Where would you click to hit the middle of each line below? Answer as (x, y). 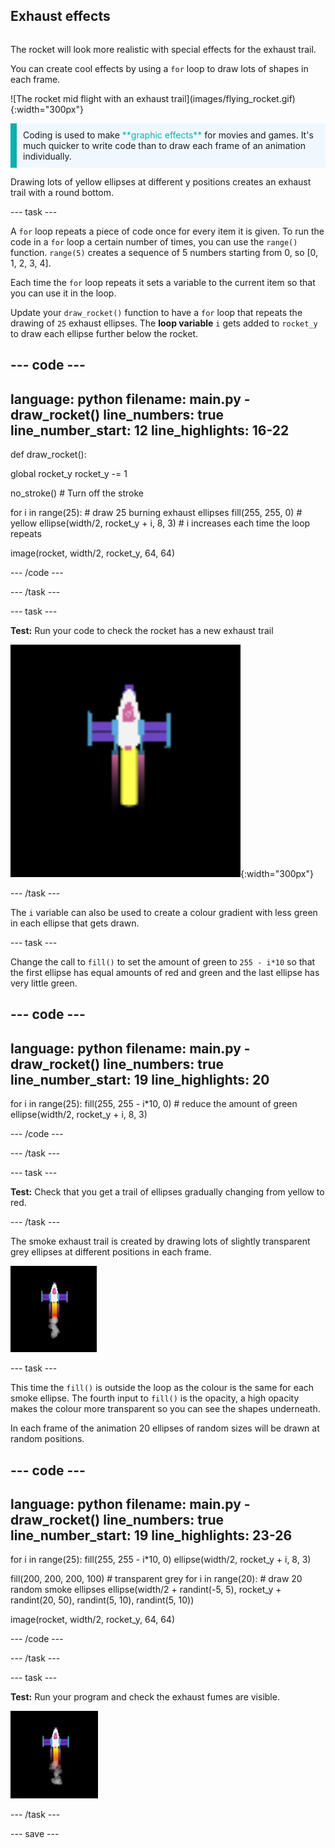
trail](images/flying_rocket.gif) (233, 98)
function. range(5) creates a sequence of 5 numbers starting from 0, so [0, (164, 252)
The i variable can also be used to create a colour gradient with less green (164, 913)
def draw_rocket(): (48, 455)
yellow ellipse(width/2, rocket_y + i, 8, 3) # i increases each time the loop (160, 523)
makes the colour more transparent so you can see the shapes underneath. (165, 1409)
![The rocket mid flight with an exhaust (90, 98)
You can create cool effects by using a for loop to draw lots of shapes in (159, 68)
